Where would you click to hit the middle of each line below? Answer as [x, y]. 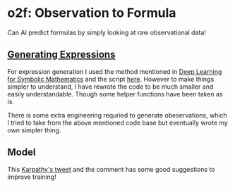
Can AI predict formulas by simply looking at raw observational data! [107, 32]
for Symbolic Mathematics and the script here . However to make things [111, 79]
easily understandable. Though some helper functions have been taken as [115, 94]
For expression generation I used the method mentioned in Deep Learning [115, 71]
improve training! [32, 177]
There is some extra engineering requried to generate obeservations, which [117, 115]
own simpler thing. [34, 130]
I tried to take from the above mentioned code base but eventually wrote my [117, 123]
